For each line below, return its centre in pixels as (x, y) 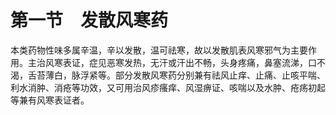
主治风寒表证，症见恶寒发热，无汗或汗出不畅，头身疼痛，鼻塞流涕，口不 (176, 62)
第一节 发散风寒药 (89, 20)
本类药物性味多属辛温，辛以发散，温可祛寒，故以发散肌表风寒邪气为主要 (159, 50)
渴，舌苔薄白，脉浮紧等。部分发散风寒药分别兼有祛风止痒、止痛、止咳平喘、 (168, 75)
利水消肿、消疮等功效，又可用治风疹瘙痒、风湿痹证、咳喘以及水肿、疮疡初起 (168, 87)
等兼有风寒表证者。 (50, 100)
